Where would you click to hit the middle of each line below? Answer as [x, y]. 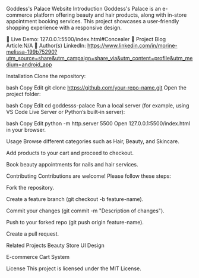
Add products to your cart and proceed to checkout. [70, 153]
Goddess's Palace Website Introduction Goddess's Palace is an [84, 9]
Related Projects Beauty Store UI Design [56, 245]
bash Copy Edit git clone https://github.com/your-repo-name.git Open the [97, 88]
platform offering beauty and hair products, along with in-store [110, 15]
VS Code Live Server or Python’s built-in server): [66, 112]
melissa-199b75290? [32, 52]
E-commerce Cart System [38, 257]
